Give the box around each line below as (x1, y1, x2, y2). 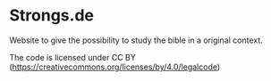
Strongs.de (9, 5, 94, 26)
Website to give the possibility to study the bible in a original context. (9, 35, 264, 45)
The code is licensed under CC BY (9, 52, 137, 62)
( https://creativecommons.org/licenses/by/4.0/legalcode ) (9, 61, 221, 72)
